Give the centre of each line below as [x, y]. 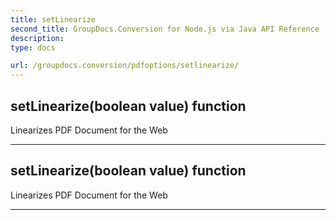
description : [37, 38]
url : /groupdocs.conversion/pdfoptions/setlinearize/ [125, 66]
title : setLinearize [53, 19]
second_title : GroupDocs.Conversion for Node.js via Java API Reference [165, 29]
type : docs [33, 47]
